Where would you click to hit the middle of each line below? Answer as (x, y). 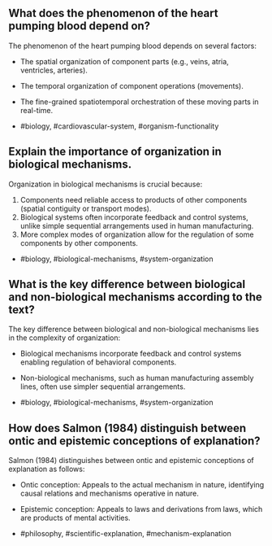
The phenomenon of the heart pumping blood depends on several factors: (133, 46)
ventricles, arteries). (54, 70)
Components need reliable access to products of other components (134, 199)
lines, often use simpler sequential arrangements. (103, 387)
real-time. (37, 110)
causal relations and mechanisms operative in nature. (109, 494)
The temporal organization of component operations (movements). (132, 85)
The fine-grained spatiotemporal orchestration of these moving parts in (139, 102)
